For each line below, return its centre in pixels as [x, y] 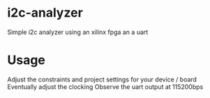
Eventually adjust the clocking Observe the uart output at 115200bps [105, 87]
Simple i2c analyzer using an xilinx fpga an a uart [78, 32]
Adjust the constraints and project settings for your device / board [102, 79]
